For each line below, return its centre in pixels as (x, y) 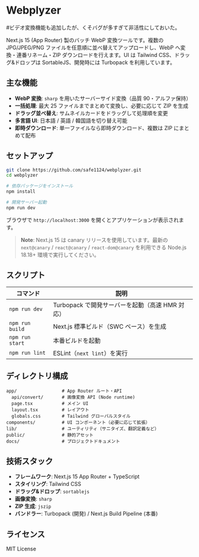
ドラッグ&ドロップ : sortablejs (52, 491)
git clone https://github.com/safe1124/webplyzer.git (74, 170)
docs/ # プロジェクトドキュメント (63, 442)
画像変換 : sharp (33, 499)
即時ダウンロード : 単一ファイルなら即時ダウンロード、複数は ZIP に (97, 128)
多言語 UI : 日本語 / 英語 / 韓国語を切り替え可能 (71, 120)
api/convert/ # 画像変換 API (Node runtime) (73, 397)
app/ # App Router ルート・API (64, 391)
